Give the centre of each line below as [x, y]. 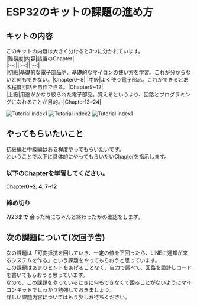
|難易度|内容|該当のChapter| [40, 59]
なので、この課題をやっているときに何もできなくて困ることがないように [94, 282]
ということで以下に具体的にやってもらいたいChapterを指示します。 [88, 156]
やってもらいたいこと [45, 134]
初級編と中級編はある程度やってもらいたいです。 [65, 149]
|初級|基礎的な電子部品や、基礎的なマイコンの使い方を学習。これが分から [96, 72]
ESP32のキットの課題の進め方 [80, 12]
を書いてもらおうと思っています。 [47, 275]
